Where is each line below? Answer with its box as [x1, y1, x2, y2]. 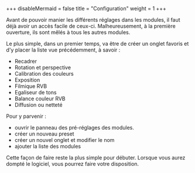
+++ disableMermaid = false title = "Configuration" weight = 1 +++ [6, 5, 167, 12]
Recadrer [14, 58, 37, 65]
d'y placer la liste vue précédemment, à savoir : [6, 46, 121, 53]
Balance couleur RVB [14, 95, 66, 102]
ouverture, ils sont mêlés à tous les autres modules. [6, 29, 131, 36]
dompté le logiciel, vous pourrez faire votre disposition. [6, 161, 139, 167]
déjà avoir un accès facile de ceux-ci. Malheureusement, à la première [6, 23, 176, 29]
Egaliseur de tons [14, 89, 57, 96]
